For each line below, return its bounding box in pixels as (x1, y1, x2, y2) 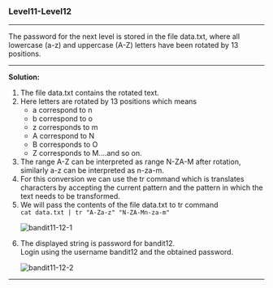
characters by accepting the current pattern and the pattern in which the (19, 183, 263, 192)
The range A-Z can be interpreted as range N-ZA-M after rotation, (19, 157, 241, 167)
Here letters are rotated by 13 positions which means (19, 97, 197, 106)
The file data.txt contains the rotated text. (19, 88, 160, 98)
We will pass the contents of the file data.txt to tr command (19, 200, 219, 210)
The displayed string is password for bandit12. (19, 239, 175, 248)
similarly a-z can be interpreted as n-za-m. (19, 165, 164, 175)
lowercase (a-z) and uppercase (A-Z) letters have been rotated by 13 (8, 41, 239, 50)
